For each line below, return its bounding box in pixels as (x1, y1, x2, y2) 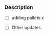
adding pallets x (11, 15, 44, 21)
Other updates (11, 25, 41, 31)
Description (4, 4, 33, 11)
